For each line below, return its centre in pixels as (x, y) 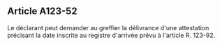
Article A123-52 (43, 11)
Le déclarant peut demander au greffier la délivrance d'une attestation (108, 27)
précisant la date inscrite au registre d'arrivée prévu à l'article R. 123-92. (111, 35)
